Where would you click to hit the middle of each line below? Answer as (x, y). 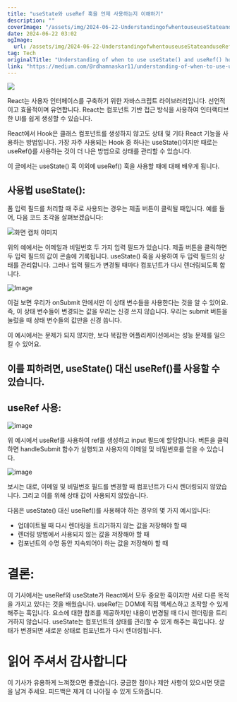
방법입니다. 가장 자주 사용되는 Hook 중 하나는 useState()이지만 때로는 (122, 142)
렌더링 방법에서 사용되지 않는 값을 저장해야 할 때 (83, 534)
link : (15, 66)
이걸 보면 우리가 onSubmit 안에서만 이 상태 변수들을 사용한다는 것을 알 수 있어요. (118, 303)
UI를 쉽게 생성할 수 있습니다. (54, 118)
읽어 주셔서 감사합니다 (67, 661)
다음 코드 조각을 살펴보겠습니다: (60, 218)
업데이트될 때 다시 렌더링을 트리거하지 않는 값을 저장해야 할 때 (102, 525)
